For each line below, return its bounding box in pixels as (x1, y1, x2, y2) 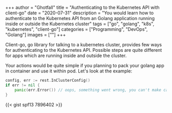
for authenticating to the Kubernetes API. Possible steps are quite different (5, 47, 162, 53)
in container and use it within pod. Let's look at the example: (5, 68, 133, 74)
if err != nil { (5, 82, 40, 88)
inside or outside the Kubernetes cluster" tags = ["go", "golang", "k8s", (5, 21, 155, 27)
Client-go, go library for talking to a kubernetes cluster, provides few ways (5, 42, 162, 48)
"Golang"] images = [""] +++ (5, 32, 66, 37)
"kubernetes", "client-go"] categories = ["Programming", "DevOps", (5, 26, 148, 32)
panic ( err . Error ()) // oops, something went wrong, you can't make (14, 87, 161, 92)
